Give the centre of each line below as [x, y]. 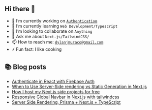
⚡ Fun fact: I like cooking [37, 49]
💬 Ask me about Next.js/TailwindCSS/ [50, 36]
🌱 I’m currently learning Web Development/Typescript [64, 26]
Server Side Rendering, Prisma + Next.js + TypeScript [66, 102]
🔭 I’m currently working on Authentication [55, 21]
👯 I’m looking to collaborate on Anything [52, 31]
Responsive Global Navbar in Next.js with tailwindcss [65, 97]
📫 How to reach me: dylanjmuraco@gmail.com [58, 42]
